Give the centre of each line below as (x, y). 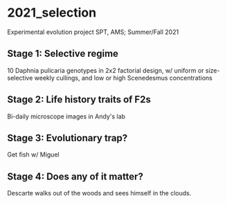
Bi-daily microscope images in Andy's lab (66, 116)
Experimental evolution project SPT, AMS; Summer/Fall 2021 (93, 32)
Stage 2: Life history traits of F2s (79, 99)
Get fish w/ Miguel (34, 155)
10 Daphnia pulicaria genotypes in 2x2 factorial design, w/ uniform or (106, 70)
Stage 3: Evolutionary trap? (67, 138)
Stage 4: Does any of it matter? (75, 176)
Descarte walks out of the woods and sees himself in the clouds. (99, 193)
